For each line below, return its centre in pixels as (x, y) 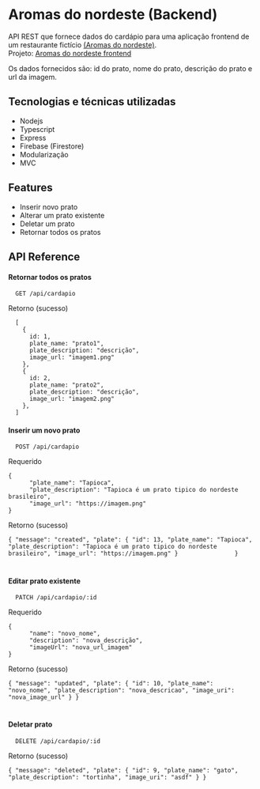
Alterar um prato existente (62, 215)
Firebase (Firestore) (52, 146)
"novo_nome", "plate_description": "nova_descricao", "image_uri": (122, 691)
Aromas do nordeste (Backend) (113, 15)
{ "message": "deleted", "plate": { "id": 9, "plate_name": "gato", (123, 770)
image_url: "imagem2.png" (72, 399)
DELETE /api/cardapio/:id (58, 741)
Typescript (37, 129)
